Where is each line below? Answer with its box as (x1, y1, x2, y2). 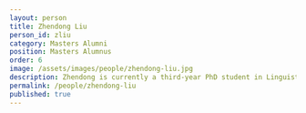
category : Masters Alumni (9, 38, 107, 48)
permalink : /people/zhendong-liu (9, 81, 137, 90)
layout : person (9, 13, 67, 23)
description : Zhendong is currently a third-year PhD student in (9, 73, 262, 82)
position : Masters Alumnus (9, 47, 112, 56)
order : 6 (9, 56, 43, 65)
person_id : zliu (9, 30, 71, 39)
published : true (9, 89, 71, 98)
